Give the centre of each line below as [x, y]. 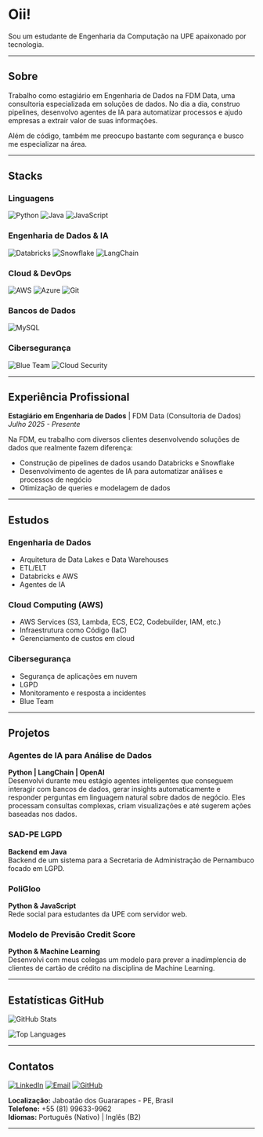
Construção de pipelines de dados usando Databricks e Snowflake [127, 463]
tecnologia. [26, 44]
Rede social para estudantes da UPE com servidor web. [98, 914]
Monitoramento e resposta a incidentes [83, 693]
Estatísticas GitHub [56, 1000]
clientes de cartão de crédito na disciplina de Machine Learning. [112, 968]
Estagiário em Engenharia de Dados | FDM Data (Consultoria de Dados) [124, 416]
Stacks [25, 176]
